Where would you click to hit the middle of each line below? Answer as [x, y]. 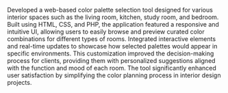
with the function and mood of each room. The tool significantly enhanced [112, 68]
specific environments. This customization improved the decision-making [111, 53]
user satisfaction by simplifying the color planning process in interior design [114, 75]
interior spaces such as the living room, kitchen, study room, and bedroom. [113, 17]
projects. [20, 82]
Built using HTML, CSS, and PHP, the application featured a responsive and [113, 24]
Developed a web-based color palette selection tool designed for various [110, 10]
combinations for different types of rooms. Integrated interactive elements [112, 39]
